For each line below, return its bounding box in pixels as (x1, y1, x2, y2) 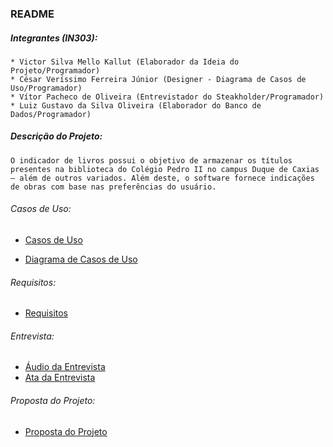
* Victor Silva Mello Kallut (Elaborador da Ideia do (10, 57, 240, 67)
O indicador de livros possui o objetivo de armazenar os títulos (10, 155, 293, 166)
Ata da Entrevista (24, 372, 96, 384)
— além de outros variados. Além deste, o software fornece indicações (10, 173, 315, 183)
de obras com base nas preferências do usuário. (10, 182, 217, 192)
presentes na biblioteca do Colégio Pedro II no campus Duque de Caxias (10, 164, 320, 174)
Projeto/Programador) (10, 65, 101, 76)
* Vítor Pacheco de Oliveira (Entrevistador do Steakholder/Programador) (10, 92, 325, 102)
